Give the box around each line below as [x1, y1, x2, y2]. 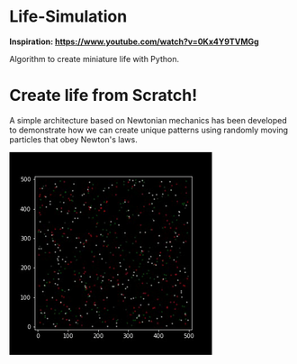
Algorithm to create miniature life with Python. [9, 53, 180, 64]
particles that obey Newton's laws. [9, 133, 138, 145]
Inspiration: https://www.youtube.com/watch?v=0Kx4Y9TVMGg [9, 36, 259, 47]
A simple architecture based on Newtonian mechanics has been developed [9, 114, 288, 125]
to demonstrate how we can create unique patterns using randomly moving [9, 124, 289, 135]
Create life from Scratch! [9, 86, 198, 105]
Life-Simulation [9, 6, 128, 27]
